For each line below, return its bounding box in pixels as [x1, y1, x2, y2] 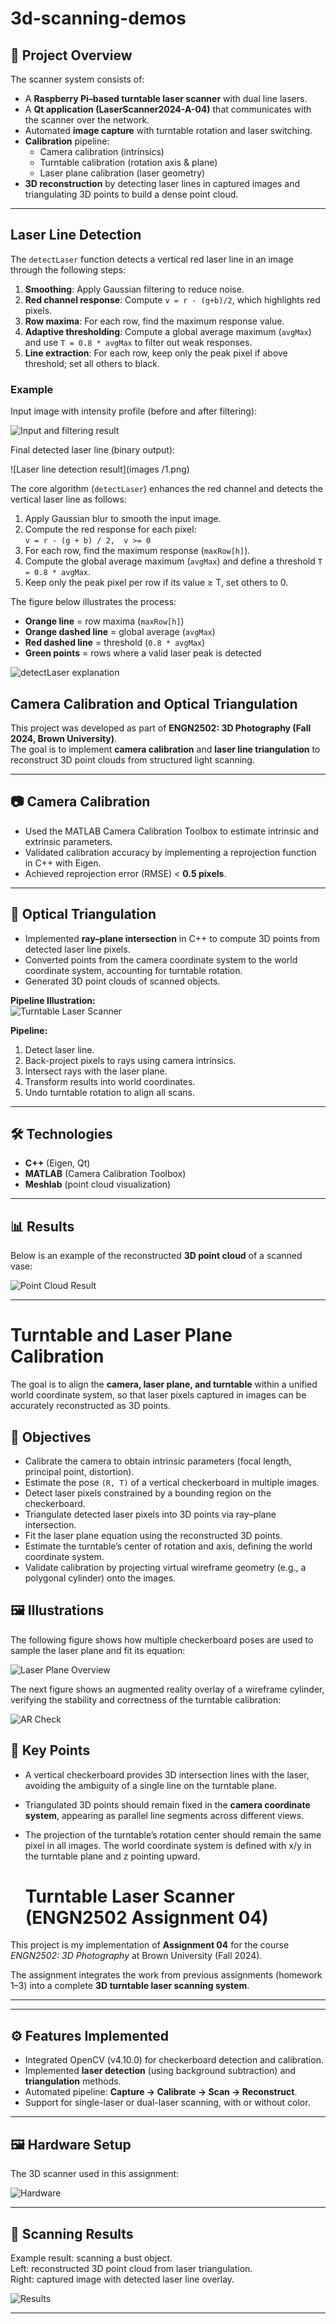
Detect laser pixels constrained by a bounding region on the [24, 1487, 272, 1499]
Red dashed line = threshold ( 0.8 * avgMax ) [24, 637, 206, 649]
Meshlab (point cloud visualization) [24, 1178, 172, 1191]
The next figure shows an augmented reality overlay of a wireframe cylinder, [10, 1683, 325, 1695]
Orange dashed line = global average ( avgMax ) [24, 626, 216, 638]
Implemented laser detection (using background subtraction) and [24, 2065, 297, 2077]
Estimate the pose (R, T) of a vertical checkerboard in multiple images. [24, 1476, 320, 1488]
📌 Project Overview [10, 47, 133, 64]
